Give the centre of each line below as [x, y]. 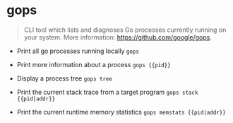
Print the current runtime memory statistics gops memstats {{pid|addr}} [121, 112]
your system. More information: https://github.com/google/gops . [118, 37]
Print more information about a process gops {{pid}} [94, 64]
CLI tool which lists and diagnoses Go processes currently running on [125, 30]
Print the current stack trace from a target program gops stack [107, 92]
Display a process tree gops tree [65, 78]
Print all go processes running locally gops [78, 51]
